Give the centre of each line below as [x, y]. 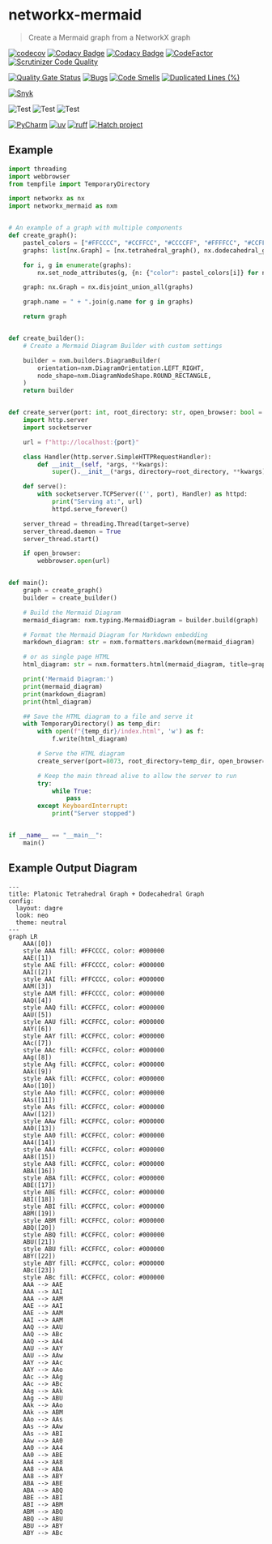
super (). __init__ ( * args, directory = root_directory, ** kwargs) [159, 472]
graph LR [23, 936]
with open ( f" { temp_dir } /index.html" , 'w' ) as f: [121, 732]
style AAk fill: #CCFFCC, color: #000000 [93, 1078]
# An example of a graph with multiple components [96, 228]
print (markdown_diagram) [65, 694]
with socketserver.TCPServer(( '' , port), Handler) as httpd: [143, 494]
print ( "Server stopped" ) [93, 814]
